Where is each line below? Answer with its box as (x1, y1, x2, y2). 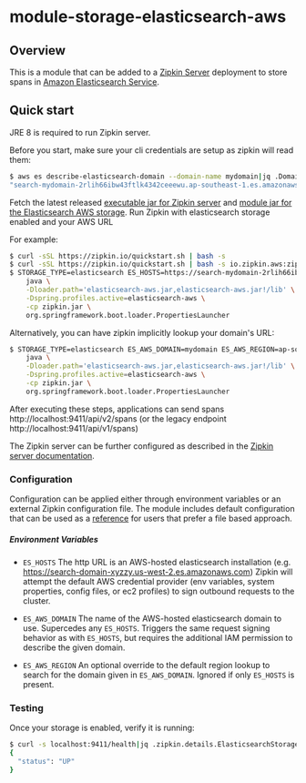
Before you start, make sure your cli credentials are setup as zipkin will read (9, 144, 294, 156)
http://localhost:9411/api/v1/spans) (9, 422, 139, 433)
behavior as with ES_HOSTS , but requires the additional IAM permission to (22, 633, 293, 644)
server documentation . (9, 450, 96, 461)
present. (22, 679, 55, 690)
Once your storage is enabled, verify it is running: (9, 722, 195, 734)
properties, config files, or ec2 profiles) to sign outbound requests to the (22, 585, 295, 597)
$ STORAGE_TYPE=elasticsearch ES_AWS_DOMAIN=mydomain (9, 344, 219, 354)
